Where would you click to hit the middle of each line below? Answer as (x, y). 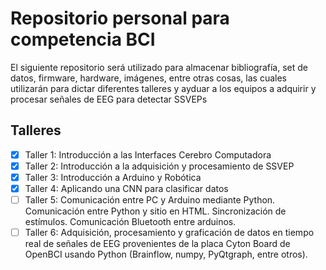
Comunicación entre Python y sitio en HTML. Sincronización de (155, 211)
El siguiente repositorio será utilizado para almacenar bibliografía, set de (159, 67)
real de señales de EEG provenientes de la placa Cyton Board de (157, 244)
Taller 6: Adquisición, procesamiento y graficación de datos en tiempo (169, 233)
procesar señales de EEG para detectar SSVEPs (109, 99)
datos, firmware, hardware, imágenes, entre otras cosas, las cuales (148, 78)
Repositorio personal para (120, 18)
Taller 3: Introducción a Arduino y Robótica (113, 177)
